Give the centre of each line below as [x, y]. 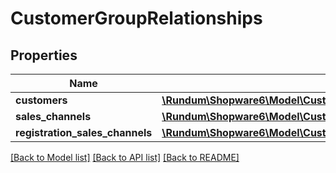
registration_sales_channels [84, 132]
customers [41, 100]
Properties [44, 55]
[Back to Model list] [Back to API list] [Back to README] [125, 157]
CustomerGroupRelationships [136, 18]
